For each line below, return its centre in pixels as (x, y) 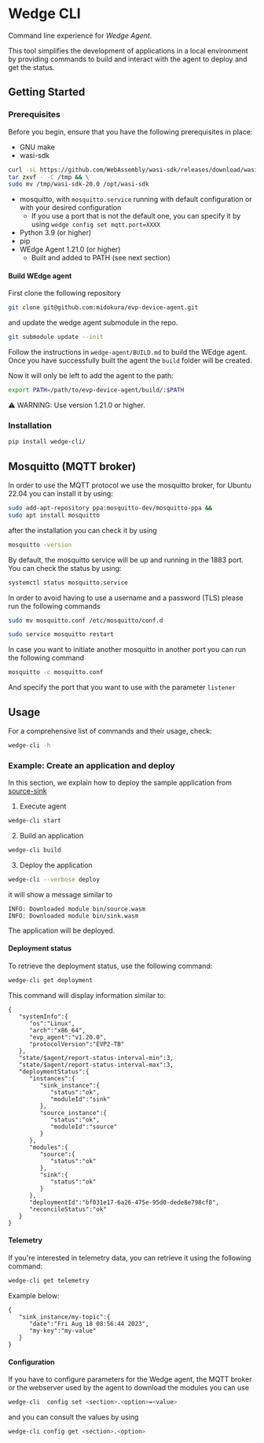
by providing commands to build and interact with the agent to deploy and (128, 59)
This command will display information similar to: (87, 995)
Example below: (34, 1295)
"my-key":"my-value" (62, 1331)
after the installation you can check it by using (82, 530)
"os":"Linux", (52, 1023)
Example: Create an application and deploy (92, 765)
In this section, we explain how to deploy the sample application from (120, 782)
